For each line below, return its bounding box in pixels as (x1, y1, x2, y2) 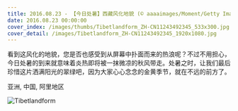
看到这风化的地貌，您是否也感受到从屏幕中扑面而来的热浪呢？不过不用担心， (7, 50, 231, 58)
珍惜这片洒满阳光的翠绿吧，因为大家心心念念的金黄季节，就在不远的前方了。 (7, 67, 231, 76)
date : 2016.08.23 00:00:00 (7, 17, 87, 24)
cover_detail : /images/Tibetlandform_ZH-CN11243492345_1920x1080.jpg (7, 30, 217, 37)
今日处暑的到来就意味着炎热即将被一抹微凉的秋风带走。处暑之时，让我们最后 (7, 59, 231, 67)
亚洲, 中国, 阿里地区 (7, 82, 64, 91)
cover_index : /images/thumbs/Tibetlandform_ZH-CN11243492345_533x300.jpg (7, 23, 230, 30)
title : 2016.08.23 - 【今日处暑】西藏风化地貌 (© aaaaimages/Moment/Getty (7, 10, 220, 18)
